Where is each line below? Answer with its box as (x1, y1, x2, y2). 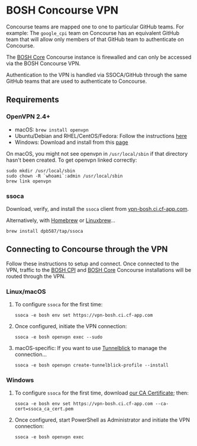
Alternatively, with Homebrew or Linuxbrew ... (6, 217, 115, 224)
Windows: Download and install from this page (14, 139, 128, 146)
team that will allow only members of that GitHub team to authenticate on (6, 36, 185, 43)
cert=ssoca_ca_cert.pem (14, 406, 74, 412)
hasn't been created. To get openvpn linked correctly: (6, 156, 137, 163)
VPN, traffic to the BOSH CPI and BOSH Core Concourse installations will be (6, 266, 192, 273)
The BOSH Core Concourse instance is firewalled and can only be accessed (6, 53, 192, 60)
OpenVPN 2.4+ (6, 113, 51, 121)
